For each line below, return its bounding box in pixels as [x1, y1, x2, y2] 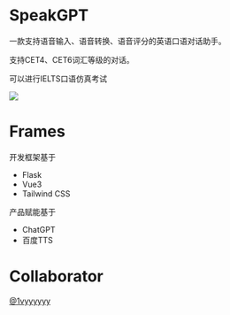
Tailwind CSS [21, 188, 71, 199]
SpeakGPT [9, 5, 89, 26]
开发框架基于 [9, 151, 56, 162]
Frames [9, 121, 66, 142]
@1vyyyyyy [9, 296, 51, 306]
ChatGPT [21, 224, 56, 234]
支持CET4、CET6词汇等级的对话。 [9, 54, 134, 65]
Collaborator [9, 266, 103, 287]
